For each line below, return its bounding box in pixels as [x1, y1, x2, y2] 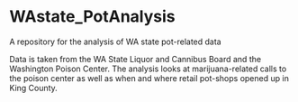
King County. [9, 82, 59, 93]
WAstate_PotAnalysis [9, 6, 176, 27]
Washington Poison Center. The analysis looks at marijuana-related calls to [9, 63, 287, 74]
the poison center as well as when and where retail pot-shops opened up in [9, 72, 290, 83]
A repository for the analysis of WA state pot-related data [9, 36, 222, 47]
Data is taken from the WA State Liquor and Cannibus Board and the [9, 53, 262, 64]
